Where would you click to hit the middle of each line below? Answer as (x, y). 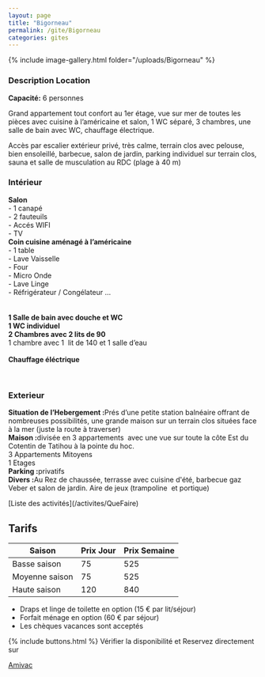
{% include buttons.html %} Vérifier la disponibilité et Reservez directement (131, 641)
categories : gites (38, 38)
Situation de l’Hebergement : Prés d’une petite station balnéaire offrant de (129, 413)
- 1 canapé (25, 208)
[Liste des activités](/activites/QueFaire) (74, 504)
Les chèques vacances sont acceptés (81, 626)
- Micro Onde (30, 275)
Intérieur (25, 183)
